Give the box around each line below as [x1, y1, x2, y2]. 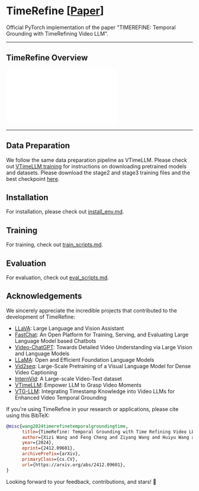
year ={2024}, [21, 440, 54, 446]
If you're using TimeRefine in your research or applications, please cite [6, 405, 179, 413]
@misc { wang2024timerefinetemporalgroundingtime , [6, 423, 129, 429]
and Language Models [14, 350, 70, 357]
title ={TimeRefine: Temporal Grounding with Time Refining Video [21, 429, 187, 435]
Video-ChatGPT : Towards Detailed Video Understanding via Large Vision [14, 343, 192, 350]
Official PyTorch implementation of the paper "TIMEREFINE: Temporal [6, 24, 176, 31]
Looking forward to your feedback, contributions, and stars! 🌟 [6, 478, 157, 485]
